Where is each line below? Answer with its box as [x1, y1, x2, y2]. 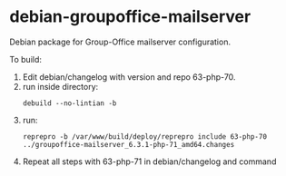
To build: [9, 54, 43, 64]
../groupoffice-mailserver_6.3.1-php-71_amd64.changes [22, 140, 235, 149]
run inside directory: [22, 81, 99, 92]
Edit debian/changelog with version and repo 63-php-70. [22, 71, 236, 83]
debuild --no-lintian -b [22, 98, 117, 108]
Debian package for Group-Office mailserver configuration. [9, 36, 232, 47]
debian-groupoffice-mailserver [9, 6, 251, 27]
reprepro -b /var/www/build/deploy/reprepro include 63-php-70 [22, 132, 268, 142]
